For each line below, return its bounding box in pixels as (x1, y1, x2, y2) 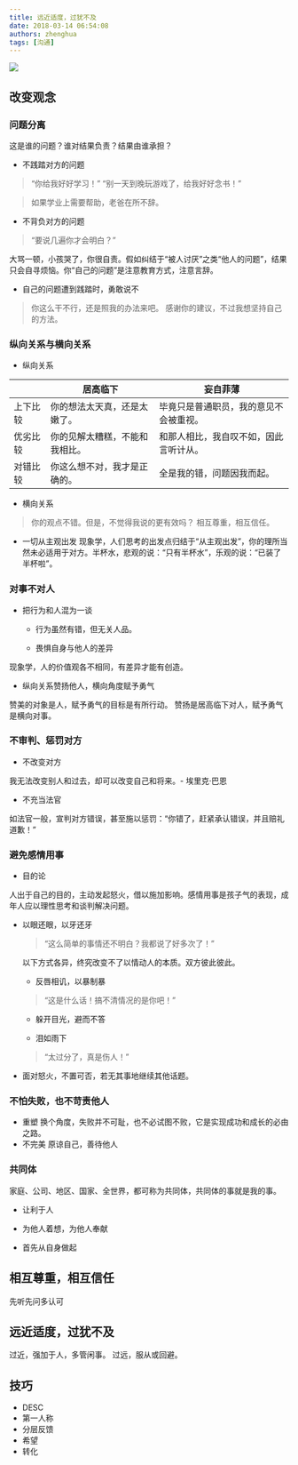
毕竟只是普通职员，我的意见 (159, 401, 275, 413)
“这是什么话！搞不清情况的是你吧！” (43, 995, 176, 1005)
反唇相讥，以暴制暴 (35, 976, 106, 987)
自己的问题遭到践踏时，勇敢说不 (21, 284, 139, 294)
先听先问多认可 (9, 1295, 64, 1307)
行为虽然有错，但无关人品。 (35, 623, 137, 634)
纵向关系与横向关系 (9, 338, 91, 350)
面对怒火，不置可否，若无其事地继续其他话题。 (21, 1070, 193, 1081)
